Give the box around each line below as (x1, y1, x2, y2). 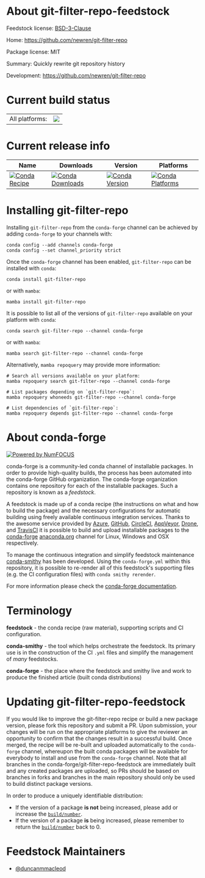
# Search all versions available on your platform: (6, 372, 140, 379)
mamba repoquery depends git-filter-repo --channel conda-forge (6, 410, 173, 416)
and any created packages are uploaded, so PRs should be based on (6, 767, 179, 774)
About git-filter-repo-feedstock (6, 4, 170, 18)
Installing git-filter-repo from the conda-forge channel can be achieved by (6, 223, 198, 231)
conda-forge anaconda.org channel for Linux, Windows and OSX (6, 532, 170, 540)
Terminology (6, 603, 72, 617)
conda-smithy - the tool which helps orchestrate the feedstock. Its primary (6, 642, 196, 650)
